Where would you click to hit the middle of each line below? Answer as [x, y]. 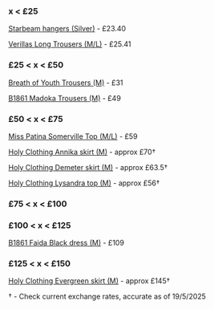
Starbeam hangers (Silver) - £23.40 [67, 29]
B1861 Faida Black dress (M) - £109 [66, 243]
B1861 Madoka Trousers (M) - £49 [65, 98]
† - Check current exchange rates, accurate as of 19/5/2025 [107, 297]
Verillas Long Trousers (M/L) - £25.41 [70, 44]
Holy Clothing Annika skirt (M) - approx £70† [82, 152]
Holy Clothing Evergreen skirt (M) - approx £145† [89, 281]
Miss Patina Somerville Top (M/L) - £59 [73, 136]
